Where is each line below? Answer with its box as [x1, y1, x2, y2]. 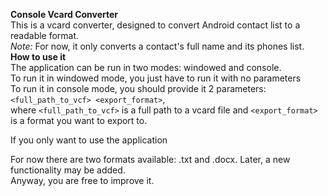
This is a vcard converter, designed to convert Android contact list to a [10, 19, 301, 31]
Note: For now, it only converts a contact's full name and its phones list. [10, 40, 305, 52]
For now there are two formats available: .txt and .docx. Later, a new [10, 154, 291, 165]
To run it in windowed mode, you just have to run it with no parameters [10, 72, 302, 84]
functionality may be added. [10, 164, 126, 176]
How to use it [10, 51, 67, 63]
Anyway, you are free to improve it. [10, 175, 155, 186]
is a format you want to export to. [10, 115, 148, 126]
